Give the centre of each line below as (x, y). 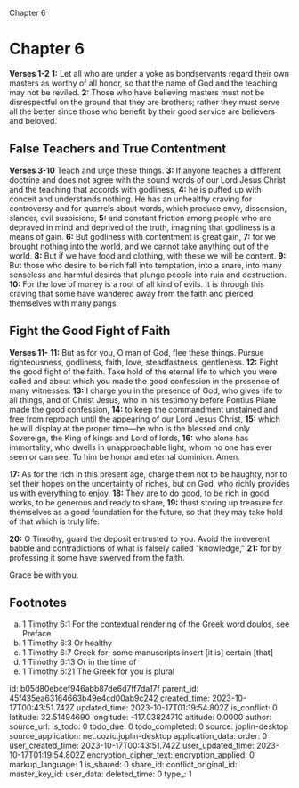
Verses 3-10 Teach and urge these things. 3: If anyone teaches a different (145, 170)
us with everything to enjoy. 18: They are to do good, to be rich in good (139, 493)
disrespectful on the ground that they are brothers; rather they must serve (145, 102)
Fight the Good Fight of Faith (90, 331)
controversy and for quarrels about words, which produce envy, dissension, (148, 208)
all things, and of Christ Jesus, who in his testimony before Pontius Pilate (143, 399)
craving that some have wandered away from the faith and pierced (131, 293)
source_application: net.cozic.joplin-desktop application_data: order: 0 (138, 736)
